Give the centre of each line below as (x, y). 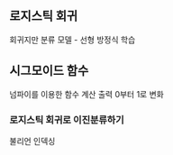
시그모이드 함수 (49, 71)
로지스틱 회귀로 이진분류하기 (67, 120)
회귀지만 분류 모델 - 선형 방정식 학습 (73, 40)
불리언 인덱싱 (32, 141)
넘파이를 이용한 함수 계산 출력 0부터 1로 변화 (86, 94)
